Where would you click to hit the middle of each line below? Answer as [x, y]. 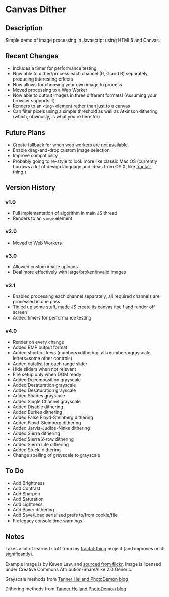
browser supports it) [34, 100]
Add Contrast [26, 488]
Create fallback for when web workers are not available [70, 145]
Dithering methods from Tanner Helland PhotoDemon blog [66, 589]
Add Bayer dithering [33, 510]
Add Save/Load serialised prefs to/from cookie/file [65, 515]
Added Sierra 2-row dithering [43, 439]
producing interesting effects [43, 79]
